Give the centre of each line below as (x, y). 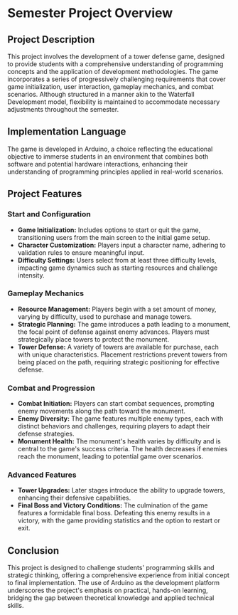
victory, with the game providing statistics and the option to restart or (119, 520)
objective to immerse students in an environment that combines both (108, 156)
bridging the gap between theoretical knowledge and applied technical (111, 598)
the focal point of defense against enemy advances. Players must (113, 332)
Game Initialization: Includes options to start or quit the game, (109, 230)
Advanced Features (42, 475)
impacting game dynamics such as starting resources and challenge (118, 268)
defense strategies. (46, 434)
